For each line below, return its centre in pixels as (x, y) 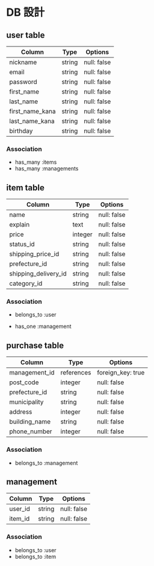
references (76, 373)
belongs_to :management (46, 463)
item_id (20, 519)
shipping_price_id (34, 254)
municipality (26, 402)
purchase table (35, 345)
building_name (30, 422)
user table (26, 35)
